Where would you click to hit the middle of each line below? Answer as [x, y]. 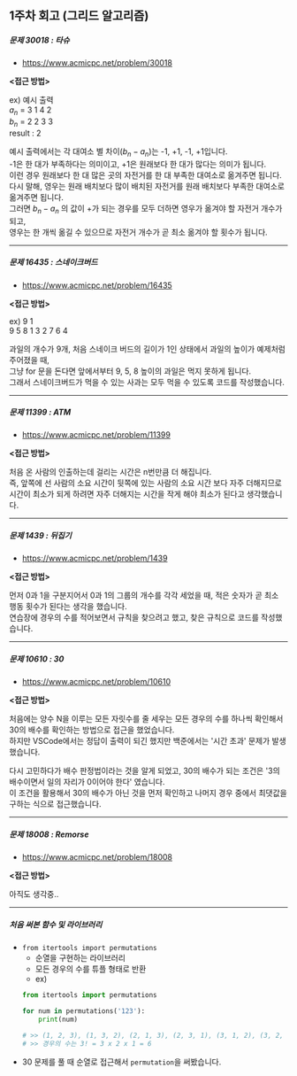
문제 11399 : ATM [40, 412]
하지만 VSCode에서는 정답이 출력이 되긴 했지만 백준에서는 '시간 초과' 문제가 [140, 741]
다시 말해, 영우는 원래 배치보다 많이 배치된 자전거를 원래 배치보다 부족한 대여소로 [147, 186]
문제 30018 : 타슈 [40, 40]
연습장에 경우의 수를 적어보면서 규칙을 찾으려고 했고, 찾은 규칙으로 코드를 [134, 617]
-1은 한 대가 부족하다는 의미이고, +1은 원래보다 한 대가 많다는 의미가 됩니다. [138, 164]
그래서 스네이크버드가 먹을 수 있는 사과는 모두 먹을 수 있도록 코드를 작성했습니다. [147, 382]
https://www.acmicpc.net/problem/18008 [97, 857]
